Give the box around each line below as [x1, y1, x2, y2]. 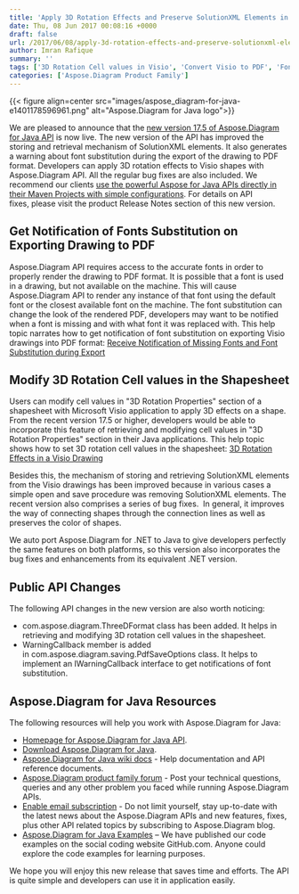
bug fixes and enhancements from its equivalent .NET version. [9, 554, 238, 564]
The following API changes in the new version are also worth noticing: [9, 603, 265, 614]
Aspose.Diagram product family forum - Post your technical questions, [21, 773, 282, 783]
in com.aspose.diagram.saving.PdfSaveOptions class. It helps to [21, 649, 258, 660]
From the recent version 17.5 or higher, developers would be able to [9, 415, 256, 426]
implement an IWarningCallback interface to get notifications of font [21, 659, 271, 669]
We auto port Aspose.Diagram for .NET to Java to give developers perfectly [9, 535, 287, 545]
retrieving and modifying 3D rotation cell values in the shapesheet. [21, 630, 267, 641]
